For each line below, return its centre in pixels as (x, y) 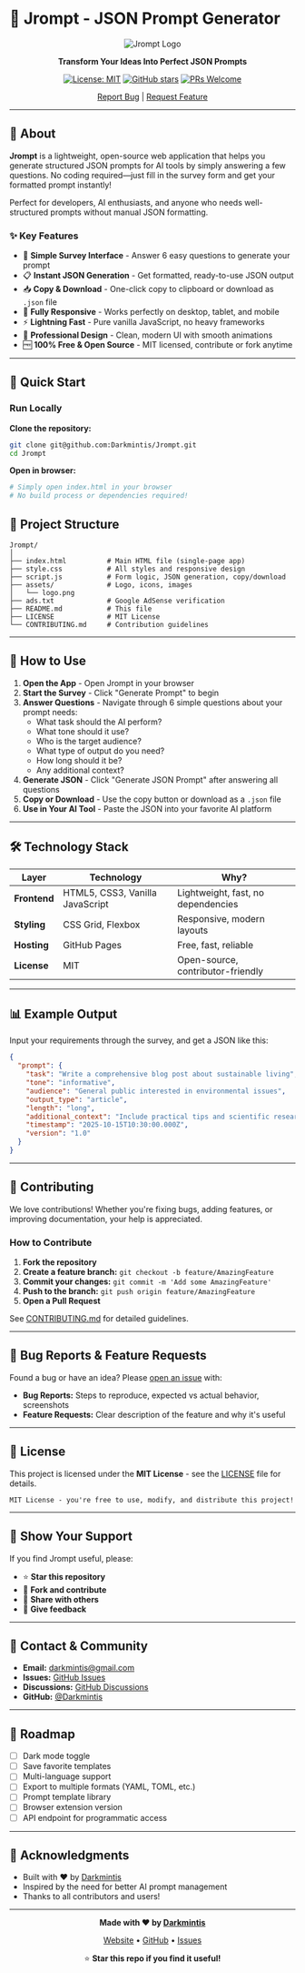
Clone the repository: (50, 428)
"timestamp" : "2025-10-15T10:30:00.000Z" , (107, 1125)
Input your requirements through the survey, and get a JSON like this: (139, 1040)
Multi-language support (67, 1776)
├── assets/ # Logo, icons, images (101, 585)
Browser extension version (72, 1807)
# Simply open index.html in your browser (91, 487)
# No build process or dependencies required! (99, 496)
